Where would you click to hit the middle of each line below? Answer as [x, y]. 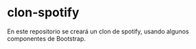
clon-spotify [44, 13]
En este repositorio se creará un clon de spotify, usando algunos [98, 31]
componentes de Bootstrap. [47, 38]
